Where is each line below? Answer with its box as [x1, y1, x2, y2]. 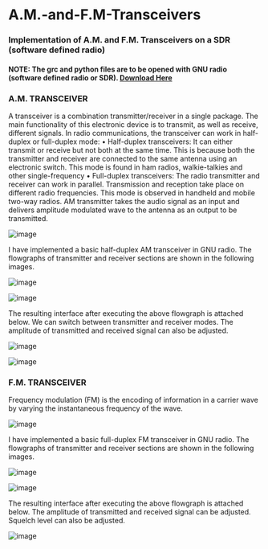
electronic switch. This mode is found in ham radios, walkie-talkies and [8, 162, 243, 172]
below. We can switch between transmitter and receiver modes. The [8, 318, 234, 326]
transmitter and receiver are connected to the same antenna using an [8, 154, 238, 163]
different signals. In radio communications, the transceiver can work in [8, 129, 242, 137]
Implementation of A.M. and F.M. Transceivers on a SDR [8, 35, 231, 46]
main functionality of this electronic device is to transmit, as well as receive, [8, 120, 258, 129]
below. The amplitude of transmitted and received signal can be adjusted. [8, 507, 251, 517]
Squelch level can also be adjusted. [8, 516, 126, 526]
